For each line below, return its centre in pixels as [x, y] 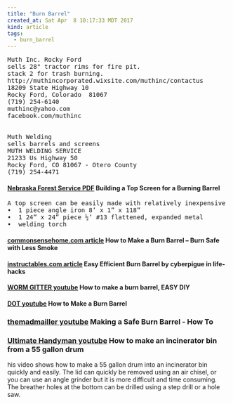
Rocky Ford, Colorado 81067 [57, 95]
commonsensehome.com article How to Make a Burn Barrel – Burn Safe [113, 240]
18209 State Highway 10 [48, 88]
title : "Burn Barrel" [39, 14]
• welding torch [37, 224]
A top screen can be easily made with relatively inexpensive [116, 203]
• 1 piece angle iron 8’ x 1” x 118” [74, 210]
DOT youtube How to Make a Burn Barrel [67, 304]
